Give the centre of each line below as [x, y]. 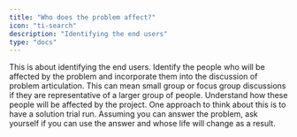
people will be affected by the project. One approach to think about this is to [148, 105]
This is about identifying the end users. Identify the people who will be [137, 67]
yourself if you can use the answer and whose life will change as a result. [142, 124]
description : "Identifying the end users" [88, 34]
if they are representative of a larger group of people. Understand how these [148, 95]
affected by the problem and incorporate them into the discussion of [133, 77]
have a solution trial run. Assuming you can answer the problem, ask [133, 114]
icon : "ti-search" [43, 26]
